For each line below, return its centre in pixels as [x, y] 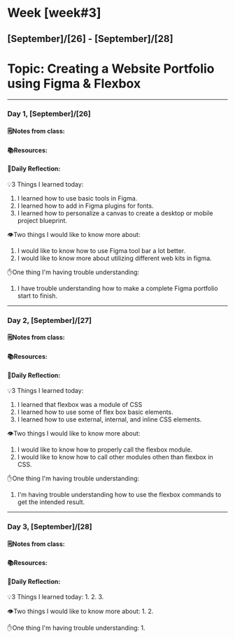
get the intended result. [51, 502]
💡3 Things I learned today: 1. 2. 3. [56, 597]
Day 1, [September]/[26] [49, 114]
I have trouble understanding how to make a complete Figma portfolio [117, 288]
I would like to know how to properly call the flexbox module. [105, 450]
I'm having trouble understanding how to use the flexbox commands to [119, 495]
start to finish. [37, 296]
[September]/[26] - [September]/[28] [90, 39]
